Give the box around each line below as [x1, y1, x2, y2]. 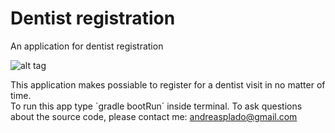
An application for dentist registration [10, 40, 164, 52]
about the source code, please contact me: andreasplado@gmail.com [10, 110, 298, 122]
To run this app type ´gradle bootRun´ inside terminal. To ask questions [10, 100, 303, 112]
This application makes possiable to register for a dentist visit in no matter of [10, 78, 326, 91]
